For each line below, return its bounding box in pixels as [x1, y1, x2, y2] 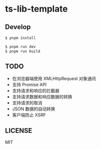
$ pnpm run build [5, 49, 40, 54]
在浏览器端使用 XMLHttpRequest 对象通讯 [12, 76, 97, 82]
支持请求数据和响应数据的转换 [12, 94, 72, 100]
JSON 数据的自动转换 [12, 106, 55, 112]
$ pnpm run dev [5, 44, 36, 49]
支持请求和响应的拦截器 [12, 88, 60, 94]
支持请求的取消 [12, 100, 42, 106]
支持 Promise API [12, 82, 47, 88]
